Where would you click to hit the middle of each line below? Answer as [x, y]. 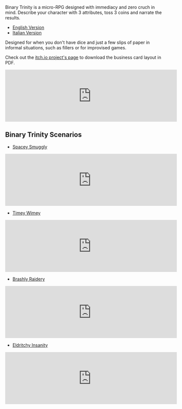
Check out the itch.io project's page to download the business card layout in [83, 57]
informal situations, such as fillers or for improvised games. [66, 48]
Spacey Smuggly [30, 147]
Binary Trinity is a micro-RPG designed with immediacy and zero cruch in [80, 7]
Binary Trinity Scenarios [44, 135]
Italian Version [27, 33]
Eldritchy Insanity [30, 345]
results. [13, 18]
